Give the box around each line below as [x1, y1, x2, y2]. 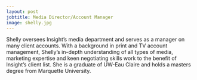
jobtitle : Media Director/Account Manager [6, 14, 113, 20]
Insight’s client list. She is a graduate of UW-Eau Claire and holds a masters [6, 61, 191, 68]
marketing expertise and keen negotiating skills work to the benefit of [6, 55, 177, 62]
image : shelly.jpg [6, 20, 52, 25]
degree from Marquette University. [6, 68, 91, 75]
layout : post [6, 8, 39, 15]
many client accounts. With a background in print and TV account [6, 42, 168, 49]
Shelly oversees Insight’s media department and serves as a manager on [6, 36, 185, 43]
